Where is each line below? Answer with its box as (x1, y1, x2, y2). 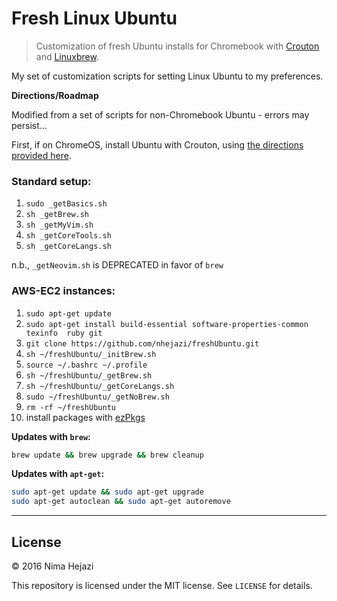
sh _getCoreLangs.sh (25, 242, 112, 252)
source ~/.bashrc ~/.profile (25, 360, 148, 370)
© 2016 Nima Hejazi (11, 560, 94, 572)
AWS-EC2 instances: (11, 284, 116, 298)
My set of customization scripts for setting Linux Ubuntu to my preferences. (11, 70, 324, 82)
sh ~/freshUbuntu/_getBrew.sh (25, 370, 153, 381)
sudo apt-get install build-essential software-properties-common (25, 319, 309, 329)
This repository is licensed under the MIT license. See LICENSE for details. (11, 579, 313, 591)
